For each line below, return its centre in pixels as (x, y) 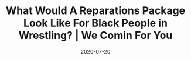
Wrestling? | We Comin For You (95, 36)
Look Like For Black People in (95, 23)
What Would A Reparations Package (95, 11)
